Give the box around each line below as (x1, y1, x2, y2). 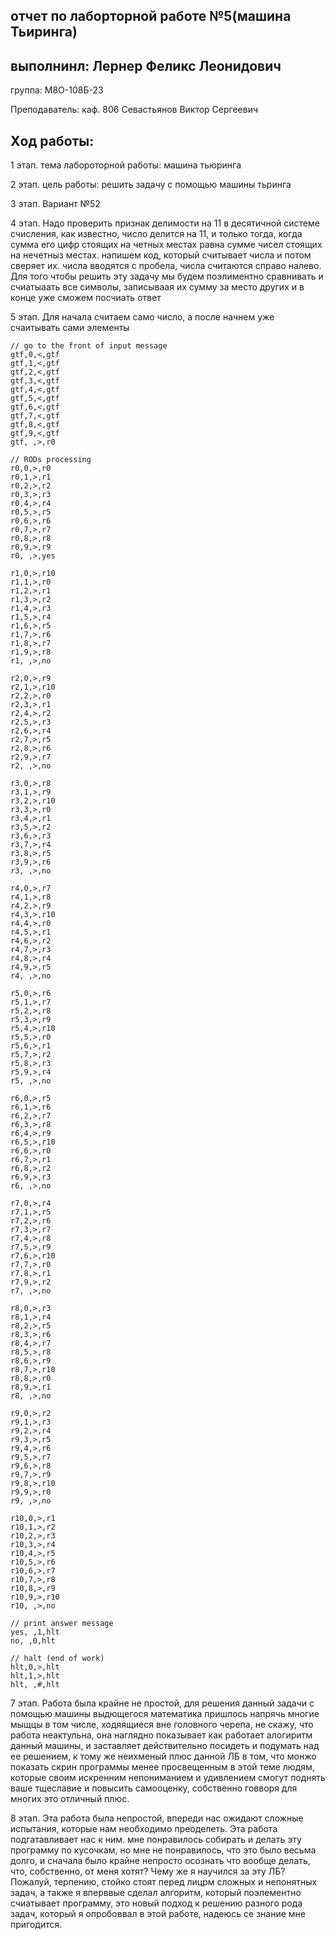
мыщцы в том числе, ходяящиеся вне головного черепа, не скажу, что (10, 1719, 314, 1731)
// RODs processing (10, 455, 92, 465)
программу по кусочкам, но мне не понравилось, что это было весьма (10, 1844, 317, 1856)
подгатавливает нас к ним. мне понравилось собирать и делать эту (10, 1834, 302, 1846)
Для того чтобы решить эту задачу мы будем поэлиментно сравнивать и (10, 270, 324, 283)
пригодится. (10, 1919, 63, 1931)
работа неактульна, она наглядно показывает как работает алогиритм (10, 1729, 313, 1741)
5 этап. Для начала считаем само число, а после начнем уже (10, 311, 275, 323)
